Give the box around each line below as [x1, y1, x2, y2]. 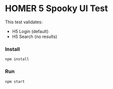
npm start [5, 79, 25, 84]
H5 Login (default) [12, 28, 49, 34]
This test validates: [5, 19, 43, 25]
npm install [5, 57, 29, 62]
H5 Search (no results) [12, 34, 57, 39]
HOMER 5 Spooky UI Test [5, 3, 108, 14]
